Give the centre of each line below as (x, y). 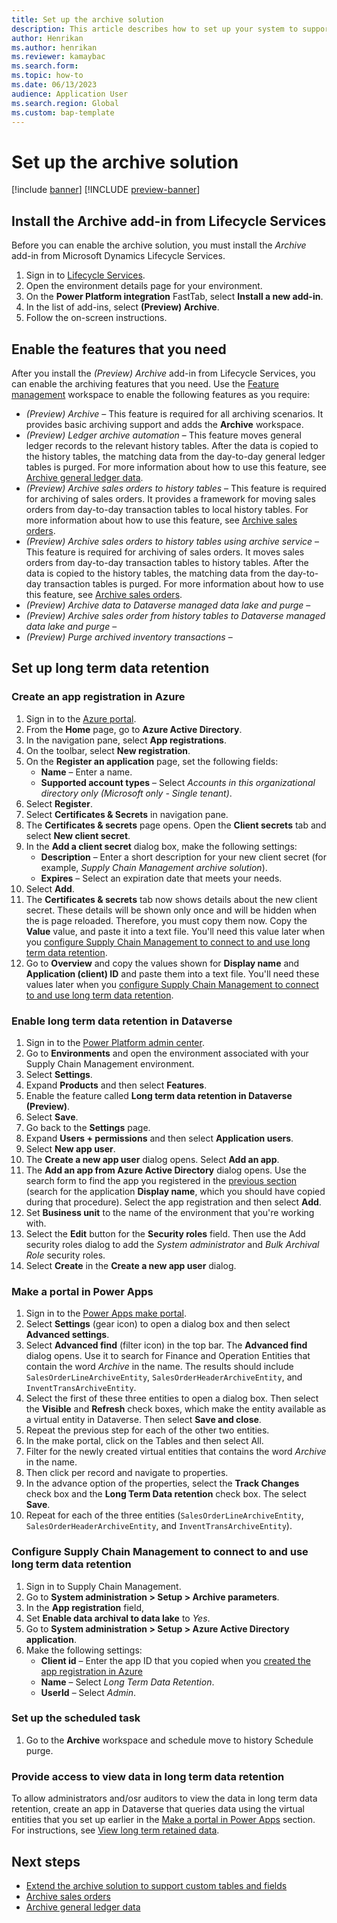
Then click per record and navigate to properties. (127, 1473)
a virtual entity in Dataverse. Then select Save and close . (143, 1420)
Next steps (46, 1861)
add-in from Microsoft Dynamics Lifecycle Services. (118, 256)
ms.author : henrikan (54, 47)
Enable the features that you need (119, 349)
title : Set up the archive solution (87, 19)
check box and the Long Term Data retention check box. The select (166, 1494)
